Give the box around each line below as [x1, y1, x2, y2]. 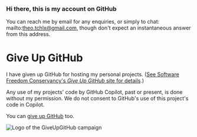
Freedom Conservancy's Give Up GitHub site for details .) [6, 77, 145, 84]
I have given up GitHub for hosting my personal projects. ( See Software [6, 71, 180, 78]
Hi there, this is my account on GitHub [6, 5, 117, 13]
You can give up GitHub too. [6, 113, 75, 120]
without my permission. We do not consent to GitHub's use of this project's [6, 95, 189, 102]
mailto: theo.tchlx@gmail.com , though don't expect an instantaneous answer [6, 24, 191, 31]
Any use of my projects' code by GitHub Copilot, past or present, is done [6, 89, 183, 96]
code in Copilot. [6, 101, 45, 108]
